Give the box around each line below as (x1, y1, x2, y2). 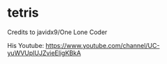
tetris (7, 5, 39, 21)
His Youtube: (7, 41, 44, 49)
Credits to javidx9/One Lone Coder (7, 28, 108, 36)
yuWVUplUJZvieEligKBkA (7, 49, 82, 57)
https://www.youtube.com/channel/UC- (45, 41, 160, 49)
